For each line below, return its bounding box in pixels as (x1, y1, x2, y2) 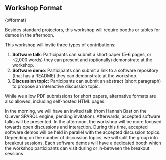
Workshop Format (5, 4, 62, 12)
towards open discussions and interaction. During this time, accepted (5, 124, 148, 130)
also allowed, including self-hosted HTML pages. (5, 98, 106, 104)
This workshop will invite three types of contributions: (5, 42, 116, 48)
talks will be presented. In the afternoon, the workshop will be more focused (5, 118, 162, 124)
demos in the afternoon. (5, 32, 55, 38)
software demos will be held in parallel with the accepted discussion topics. (5, 129, 161, 135)
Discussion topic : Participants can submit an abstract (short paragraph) (12, 78, 161, 84)
